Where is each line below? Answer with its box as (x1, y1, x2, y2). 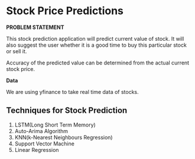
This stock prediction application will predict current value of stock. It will (6, 35, 184, 42)
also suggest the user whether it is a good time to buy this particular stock (6, 41, 187, 48)
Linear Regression (14, 146, 59, 153)
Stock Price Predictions (6, 4, 124, 18)
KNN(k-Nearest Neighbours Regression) (14, 134, 113, 141)
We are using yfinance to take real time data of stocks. (6, 88, 139, 95)
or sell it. (6, 47, 27, 54)
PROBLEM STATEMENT (6, 24, 64, 31)
